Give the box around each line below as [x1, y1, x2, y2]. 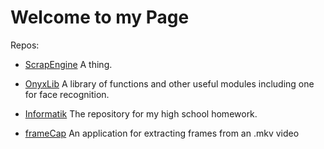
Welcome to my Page [10, 6, 190, 29]
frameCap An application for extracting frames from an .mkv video [24, 127, 300, 139]
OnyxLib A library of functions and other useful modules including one [24, 77, 315, 90]
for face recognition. [24, 88, 110, 100]
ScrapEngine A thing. [24, 58, 113, 70]
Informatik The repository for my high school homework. [24, 107, 258, 120]
